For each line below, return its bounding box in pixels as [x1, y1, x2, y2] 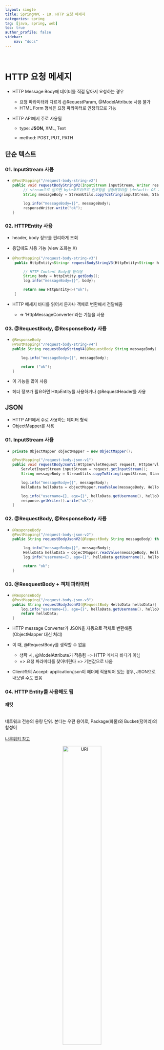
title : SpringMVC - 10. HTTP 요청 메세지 [5, 12, 85, 17]
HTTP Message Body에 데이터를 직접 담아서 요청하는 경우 [12, 88, 124, 94]
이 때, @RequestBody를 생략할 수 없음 [12, 642, 86, 648]
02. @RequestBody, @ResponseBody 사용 [5, 515, 107, 522]
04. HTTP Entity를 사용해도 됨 [5, 689, 74, 695]
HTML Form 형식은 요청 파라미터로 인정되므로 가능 [19, 105, 117, 111]
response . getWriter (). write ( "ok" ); [21, 498, 94, 503]
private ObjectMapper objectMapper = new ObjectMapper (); [12, 449, 133, 454]
